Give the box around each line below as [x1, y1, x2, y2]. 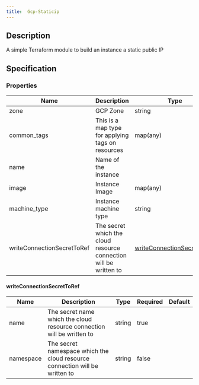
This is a [95, 116, 118, 125]
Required [137, 298, 163, 306]
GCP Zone [95, 107, 124, 115]
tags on [95, 139, 117, 147]
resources [95, 146, 124, 154]
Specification [6, 63, 57, 74]
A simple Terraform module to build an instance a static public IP [6, 46, 164, 53]
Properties [6, 81, 37, 90]
